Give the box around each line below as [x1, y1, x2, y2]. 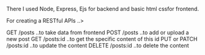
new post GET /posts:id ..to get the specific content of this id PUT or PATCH [6, 35, 198, 42]
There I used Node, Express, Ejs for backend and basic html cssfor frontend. [6, 5, 199, 12]
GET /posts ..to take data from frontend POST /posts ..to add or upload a [6, 29, 189, 36]
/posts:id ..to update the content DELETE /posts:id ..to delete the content [6, 42, 190, 49]
